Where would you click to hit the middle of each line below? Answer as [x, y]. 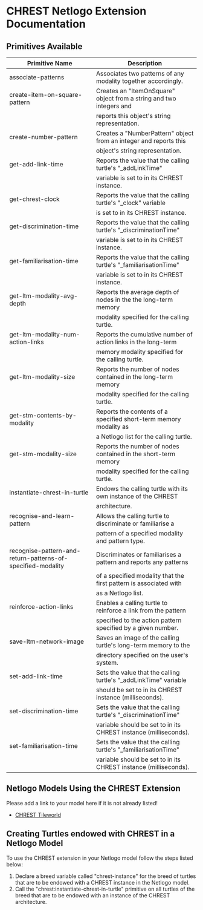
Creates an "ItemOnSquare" [135, 91]
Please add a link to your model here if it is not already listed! [82, 803]
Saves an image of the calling [137, 638]
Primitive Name [50, 63]
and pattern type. [120, 541]
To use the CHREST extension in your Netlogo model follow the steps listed [100, 858]
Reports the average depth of [137, 292]
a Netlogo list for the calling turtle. [144, 437]
